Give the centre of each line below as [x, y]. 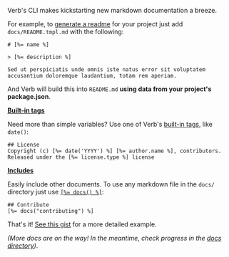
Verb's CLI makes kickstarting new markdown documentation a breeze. [112, 10]
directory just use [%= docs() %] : [56, 192]
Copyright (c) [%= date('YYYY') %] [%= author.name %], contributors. [114, 151]
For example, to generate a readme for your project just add [95, 24]
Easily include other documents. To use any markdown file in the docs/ [111, 184]
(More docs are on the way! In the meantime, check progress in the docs [114, 238]
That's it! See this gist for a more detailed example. [82, 224]
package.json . [29, 96]
